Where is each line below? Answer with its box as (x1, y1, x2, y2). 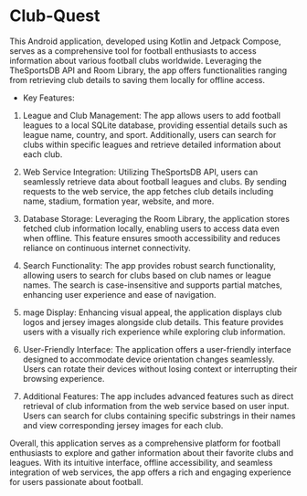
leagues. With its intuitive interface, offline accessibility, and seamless (9, 457, 273, 468)
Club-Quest (9, 5, 101, 26)
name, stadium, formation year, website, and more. (22, 195, 215, 206)
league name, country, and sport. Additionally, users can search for (22, 129, 277, 140)
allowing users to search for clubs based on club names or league (22, 269, 271, 280)
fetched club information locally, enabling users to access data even (22, 223, 281, 234)
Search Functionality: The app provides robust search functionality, (22, 259, 277, 270)
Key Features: (22, 92, 75, 103)
